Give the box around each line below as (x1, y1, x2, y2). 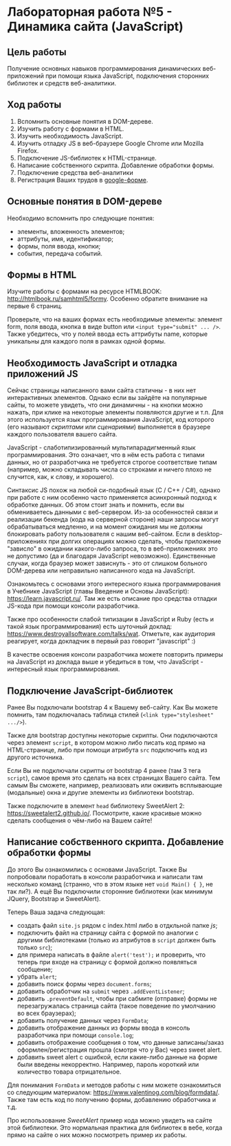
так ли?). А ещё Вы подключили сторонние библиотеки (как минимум (7, 887, 213, 895)
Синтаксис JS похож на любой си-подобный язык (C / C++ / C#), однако (7, 486, 221, 494)
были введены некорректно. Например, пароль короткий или (16, 1060, 199, 1068)
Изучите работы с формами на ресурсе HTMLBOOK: (7, 287, 162, 296)
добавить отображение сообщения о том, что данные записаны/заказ (16, 1038, 225, 1046)
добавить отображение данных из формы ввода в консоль (16, 1023, 190, 1032)
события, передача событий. (16, 249, 103, 257)
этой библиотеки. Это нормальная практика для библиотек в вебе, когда (7, 1123, 223, 1132)
